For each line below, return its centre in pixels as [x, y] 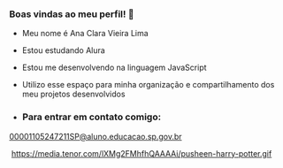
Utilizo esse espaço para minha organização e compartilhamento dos [148, 85]
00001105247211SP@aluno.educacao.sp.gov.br [96, 136]
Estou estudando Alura [64, 50]
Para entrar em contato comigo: [92, 117]
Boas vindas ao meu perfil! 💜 [72, 14]
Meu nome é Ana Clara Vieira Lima [85, 34]
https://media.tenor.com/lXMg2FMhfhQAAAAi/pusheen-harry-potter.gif [141, 153]
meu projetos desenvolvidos [73, 94]
